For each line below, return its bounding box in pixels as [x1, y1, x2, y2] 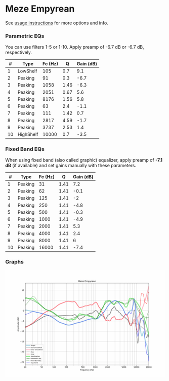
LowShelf [17, 68, 37, 74]
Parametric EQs [5, 32, 45, 40]
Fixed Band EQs [5, 145, 45, 153]
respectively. [5, 49, 32, 56]
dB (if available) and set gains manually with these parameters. [5, 163, 137, 169]
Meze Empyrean [5, 3, 75, 15]
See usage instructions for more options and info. [5, 20, 109, 26]
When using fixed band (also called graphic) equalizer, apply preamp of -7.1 [5, 157, 163, 163]
